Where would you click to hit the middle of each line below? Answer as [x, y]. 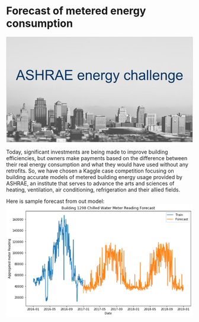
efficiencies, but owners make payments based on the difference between [97, 158]
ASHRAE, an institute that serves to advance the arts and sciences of [90, 183]
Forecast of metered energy [76, 11]
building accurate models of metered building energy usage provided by [94, 177]
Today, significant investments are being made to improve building [87, 152]
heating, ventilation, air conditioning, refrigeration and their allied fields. [93, 189]
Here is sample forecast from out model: [55, 201]
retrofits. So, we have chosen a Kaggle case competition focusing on [90, 171]
